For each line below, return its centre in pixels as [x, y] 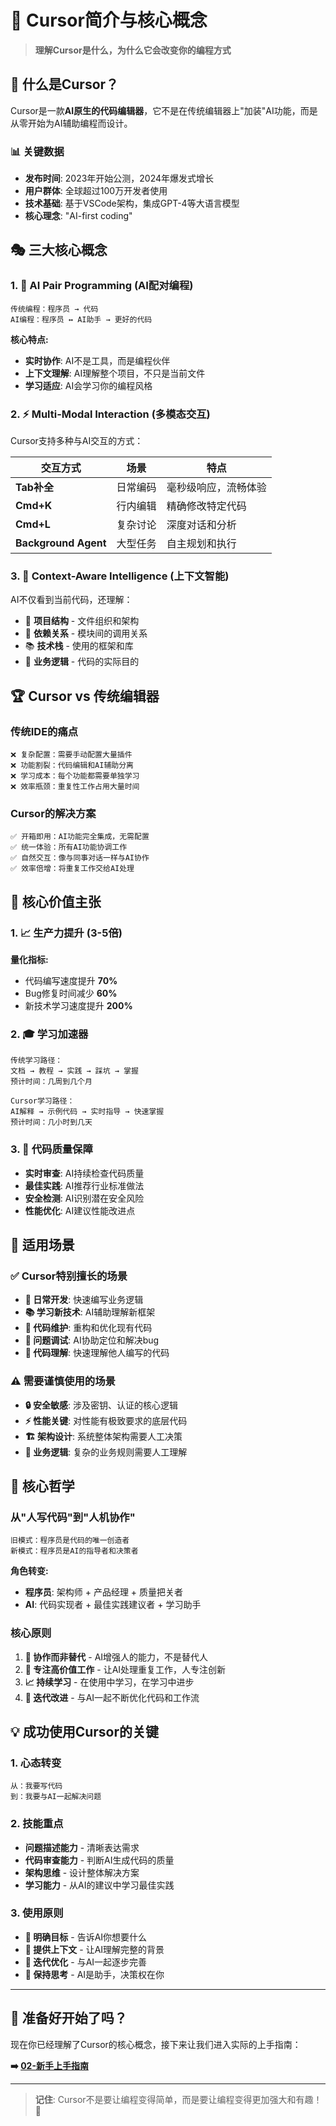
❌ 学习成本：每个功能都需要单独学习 [75, 776]
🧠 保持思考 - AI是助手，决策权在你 [94, 1974]
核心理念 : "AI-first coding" [78, 216]
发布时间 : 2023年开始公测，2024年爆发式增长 [119, 178]
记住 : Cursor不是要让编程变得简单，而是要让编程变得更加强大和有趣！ [178, 2099]
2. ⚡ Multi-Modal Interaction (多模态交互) [110, 414]
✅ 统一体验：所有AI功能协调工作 [69, 847]
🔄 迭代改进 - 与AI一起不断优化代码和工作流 [112, 1697]
